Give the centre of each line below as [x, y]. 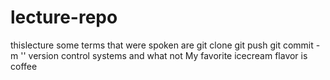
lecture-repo [64, 17]
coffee [24, 66]
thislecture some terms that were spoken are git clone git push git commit [162, 45]
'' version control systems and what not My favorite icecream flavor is [164, 55]
